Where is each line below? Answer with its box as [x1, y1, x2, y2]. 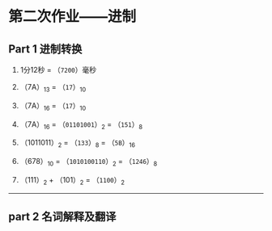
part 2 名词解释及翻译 [8, 210, 117, 224]
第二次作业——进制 [8, 7, 137, 26]
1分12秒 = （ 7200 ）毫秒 [19, 65, 97, 74]
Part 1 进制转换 [8, 42, 83, 56]
